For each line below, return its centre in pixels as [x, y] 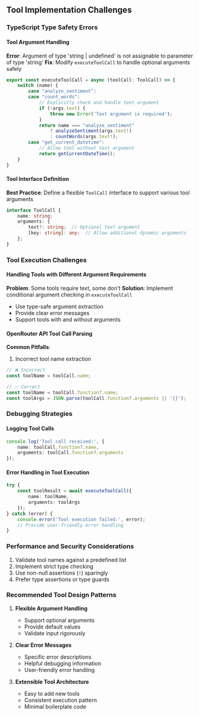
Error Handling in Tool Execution [48, 472]
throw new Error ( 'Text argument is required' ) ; [111, 114]
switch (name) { [38, 86]
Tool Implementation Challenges [69, 10]
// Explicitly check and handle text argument [99, 103]
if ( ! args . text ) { [62, 108]
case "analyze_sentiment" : [62, 91]
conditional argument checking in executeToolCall [69, 294]
